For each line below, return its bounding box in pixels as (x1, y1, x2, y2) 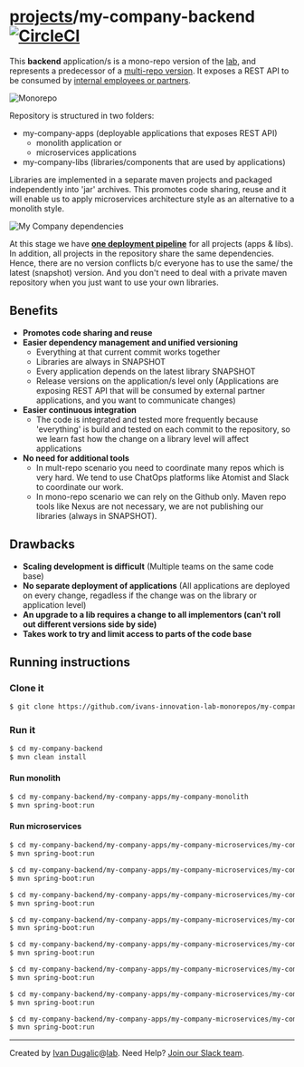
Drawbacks (9, 537, 75, 553)
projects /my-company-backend (9, 6, 256, 27)
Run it (9, 724, 36, 737)
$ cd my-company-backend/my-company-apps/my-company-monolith (9, 792, 249, 802)
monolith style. (9, 202, 65, 214)
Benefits (9, 303, 59, 318)
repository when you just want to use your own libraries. (9, 277, 219, 288)
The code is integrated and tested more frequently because (35, 414, 259, 425)
